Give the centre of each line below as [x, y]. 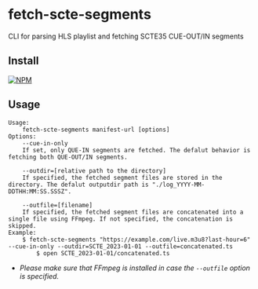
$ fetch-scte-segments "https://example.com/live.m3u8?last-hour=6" [136, 240]
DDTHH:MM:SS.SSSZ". [40, 191]
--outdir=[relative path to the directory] [94, 170]
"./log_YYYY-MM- [178, 185]
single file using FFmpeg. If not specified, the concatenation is [121, 219]
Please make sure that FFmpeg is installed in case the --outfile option [135, 268]
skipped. [22, 225]
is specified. [39, 276]
